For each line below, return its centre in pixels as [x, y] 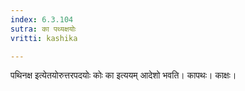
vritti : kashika [44, 38]
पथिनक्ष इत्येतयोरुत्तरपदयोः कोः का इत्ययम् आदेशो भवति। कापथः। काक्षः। [123, 75]
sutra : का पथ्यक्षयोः [43, 29]
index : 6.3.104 [42, 19]
